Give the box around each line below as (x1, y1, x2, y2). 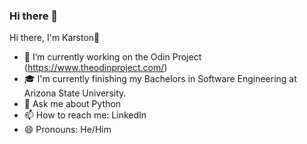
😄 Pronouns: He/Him (23, 124, 112, 136)
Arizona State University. (23, 87, 127, 99)
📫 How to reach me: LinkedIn (23, 109, 147, 121)
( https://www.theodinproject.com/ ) (23, 62, 168, 74)
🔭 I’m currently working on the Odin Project (23, 51, 202, 63)
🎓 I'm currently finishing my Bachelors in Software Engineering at (23, 73, 297, 85)
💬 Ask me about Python (23, 98, 122, 110)
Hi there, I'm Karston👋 (9, 32, 101, 44)
